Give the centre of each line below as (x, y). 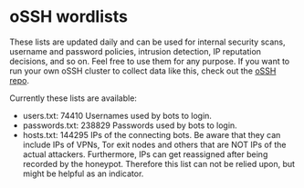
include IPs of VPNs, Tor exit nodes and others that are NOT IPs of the (154, 144)
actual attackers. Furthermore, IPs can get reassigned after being (145, 154)
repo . (20, 80)
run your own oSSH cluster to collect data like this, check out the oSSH (143, 71)
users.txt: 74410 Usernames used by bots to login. (117, 115)
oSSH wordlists (68, 17)
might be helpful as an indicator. (83, 173)
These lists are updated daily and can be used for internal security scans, (147, 42)
